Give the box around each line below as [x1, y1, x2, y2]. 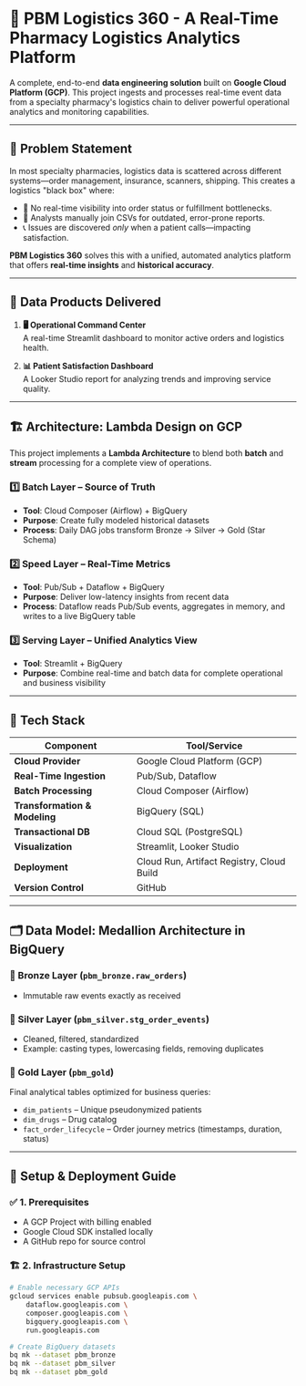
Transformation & [14, 800, 92, 812]
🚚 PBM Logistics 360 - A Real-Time [9, 8, 280, 29]
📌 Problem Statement [9, 141, 133, 157]
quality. [22, 383, 51, 394]
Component [44, 740, 97, 752]
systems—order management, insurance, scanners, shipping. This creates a [9, 175, 296, 186]
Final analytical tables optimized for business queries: [9, 1087, 211, 1098]
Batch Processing [14, 784, 93, 797]
